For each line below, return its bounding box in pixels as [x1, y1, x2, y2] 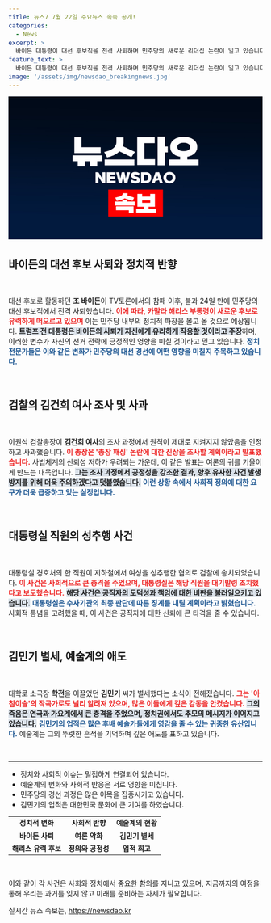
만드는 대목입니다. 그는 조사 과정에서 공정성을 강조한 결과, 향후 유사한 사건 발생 [16, 467, 261, 477]
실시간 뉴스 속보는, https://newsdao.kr [8, 906, 131, 916]
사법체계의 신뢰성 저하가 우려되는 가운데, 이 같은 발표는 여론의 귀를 [31, 457, 241, 466]
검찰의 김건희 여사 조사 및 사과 [8, 398, 148, 412]
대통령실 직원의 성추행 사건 [8, 529, 133, 543]
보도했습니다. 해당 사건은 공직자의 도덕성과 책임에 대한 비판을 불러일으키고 [23, 588, 254, 597]
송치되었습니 [220, 567, 261, 577]
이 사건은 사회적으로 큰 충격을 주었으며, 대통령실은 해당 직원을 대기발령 [19, 578, 238, 588]
